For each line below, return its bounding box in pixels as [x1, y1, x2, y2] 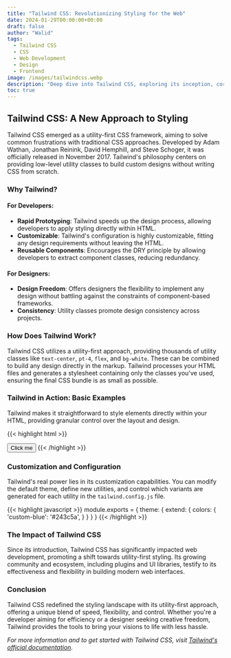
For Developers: [7, 201, 54, 210]
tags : [7, 36, 23, 43]
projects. [16, 314, 43, 322]
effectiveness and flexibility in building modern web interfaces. [7, 568, 186, 576]
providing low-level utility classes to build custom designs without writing [7, 160, 215, 168]
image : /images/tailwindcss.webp [7, 74, 103, 81]
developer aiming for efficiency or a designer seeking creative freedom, [7, 615, 211, 624]
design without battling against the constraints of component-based [16, 292, 210, 300]
